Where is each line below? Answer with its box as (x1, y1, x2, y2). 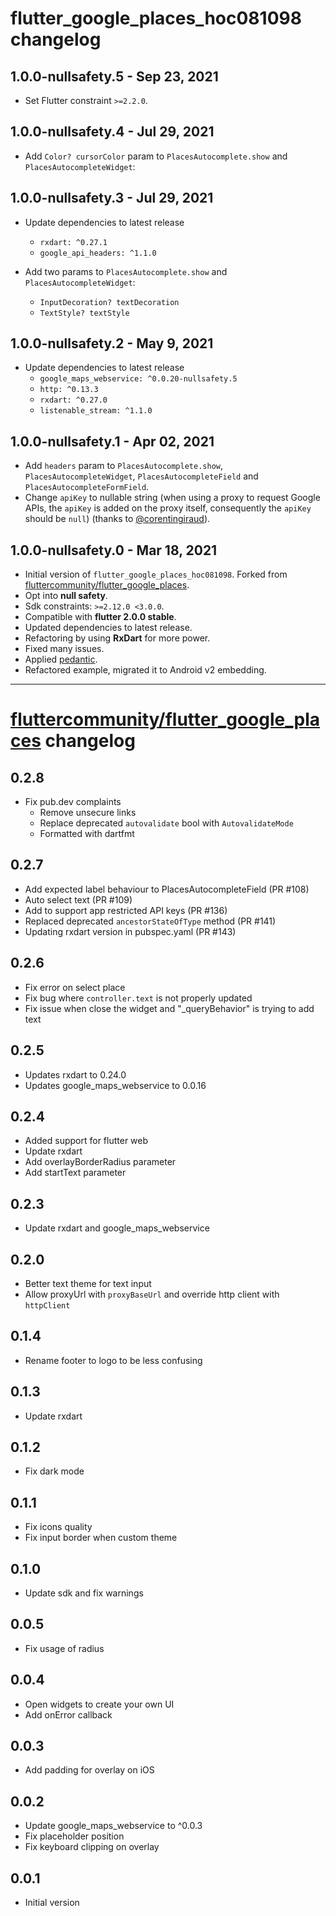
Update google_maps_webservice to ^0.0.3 (24, 1820, 203, 1832)
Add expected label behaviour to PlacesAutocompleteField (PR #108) (24, 883, 310, 895)
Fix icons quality (24, 1521, 93, 1533)
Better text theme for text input (24, 1277, 152, 1289)
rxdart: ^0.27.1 (39, 237, 108, 247)
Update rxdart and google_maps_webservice (24, 1222, 210, 1234)
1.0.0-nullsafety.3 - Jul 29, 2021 (10, 190, 214, 207)
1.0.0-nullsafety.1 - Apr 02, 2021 (10, 433, 215, 450)
